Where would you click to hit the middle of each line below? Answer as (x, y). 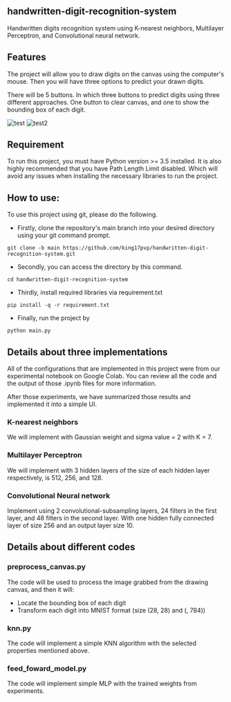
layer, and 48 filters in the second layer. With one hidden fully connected (111, 518)
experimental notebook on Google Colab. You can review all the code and (112, 376)
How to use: (34, 198)
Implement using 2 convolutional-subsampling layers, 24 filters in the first (112, 510)
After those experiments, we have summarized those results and (99, 397)
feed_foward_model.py (47, 668)
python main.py (29, 331)
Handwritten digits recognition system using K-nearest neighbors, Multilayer (115, 28)
